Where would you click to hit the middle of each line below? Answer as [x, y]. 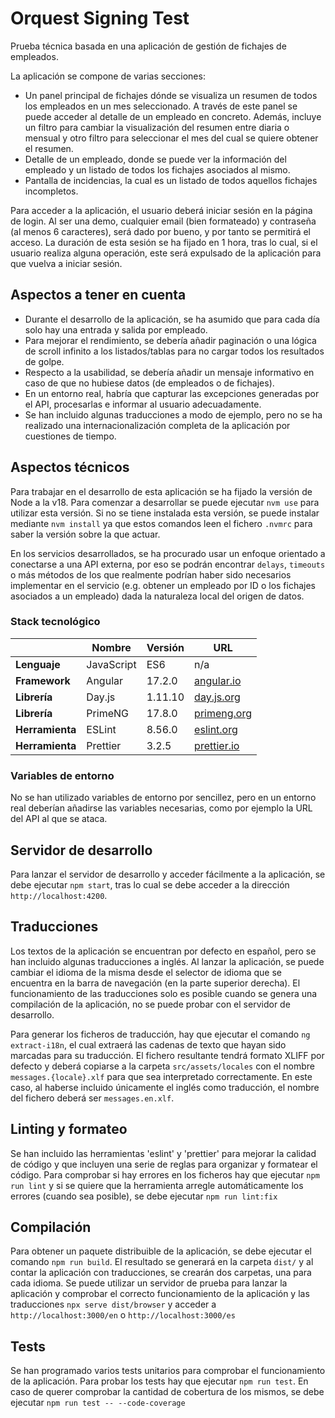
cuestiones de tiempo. [70, 436]
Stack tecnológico [55, 622]
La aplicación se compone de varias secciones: [108, 76]
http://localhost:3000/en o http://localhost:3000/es [123, 1315]
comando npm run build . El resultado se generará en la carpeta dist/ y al [162, 1262]
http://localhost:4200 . [59, 895]
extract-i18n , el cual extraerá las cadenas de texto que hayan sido [148, 1044]
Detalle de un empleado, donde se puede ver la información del [155, 159]
